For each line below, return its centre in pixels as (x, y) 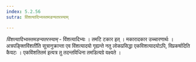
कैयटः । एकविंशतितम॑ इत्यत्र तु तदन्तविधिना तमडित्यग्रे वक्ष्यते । (63, 52)
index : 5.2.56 (24, 12)
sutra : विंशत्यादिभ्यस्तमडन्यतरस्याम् (37, 17)
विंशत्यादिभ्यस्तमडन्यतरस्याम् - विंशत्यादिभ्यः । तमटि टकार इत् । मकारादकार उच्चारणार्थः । (90, 39)
